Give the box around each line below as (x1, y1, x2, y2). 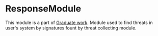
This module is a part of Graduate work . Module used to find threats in (5, 19, 153, 25)
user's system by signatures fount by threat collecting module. (5, 24, 137, 30)
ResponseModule (5, 3, 82, 14)
